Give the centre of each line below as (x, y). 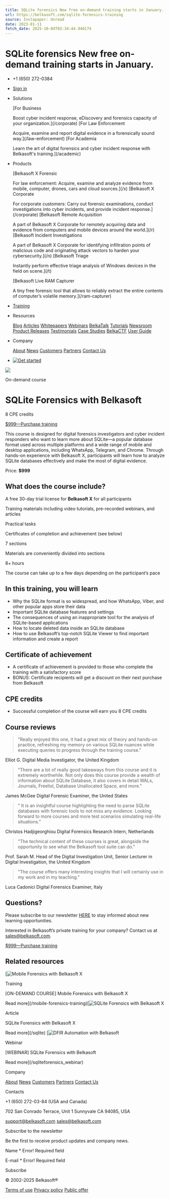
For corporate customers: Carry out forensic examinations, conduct (83, 204)
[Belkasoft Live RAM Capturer (44, 281)
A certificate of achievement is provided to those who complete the (83, 667)
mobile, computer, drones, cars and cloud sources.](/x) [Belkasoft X (83, 189)
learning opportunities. (29, 920)
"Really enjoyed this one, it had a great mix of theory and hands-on (88, 739)
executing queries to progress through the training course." (79, 750)
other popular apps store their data (49, 606)
